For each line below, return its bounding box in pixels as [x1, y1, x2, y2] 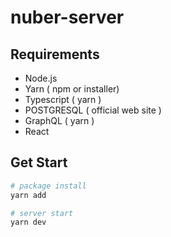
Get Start [10, 154, 68, 171]
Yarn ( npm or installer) [24, 83, 120, 95]
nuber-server [10, 6, 125, 29]
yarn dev [10, 217, 47, 228]
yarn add [10, 190, 47, 200]
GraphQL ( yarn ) [24, 115, 95, 126]
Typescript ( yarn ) [24, 94, 102, 105]
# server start [10, 208, 74, 218]
